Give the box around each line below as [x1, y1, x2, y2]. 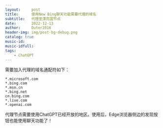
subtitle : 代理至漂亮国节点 [5, 16, 61, 21]
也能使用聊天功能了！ [9, 118, 52, 124]
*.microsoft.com [5, 77, 38, 81]
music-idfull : [5, 44, 34, 49]
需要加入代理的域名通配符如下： [5, 67, 70, 73]
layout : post [5, 7, 41, 12]
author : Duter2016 [5, 26, 51, 30]
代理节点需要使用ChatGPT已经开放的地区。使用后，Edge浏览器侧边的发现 [5, 111, 154, 118]
